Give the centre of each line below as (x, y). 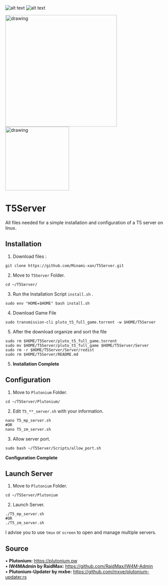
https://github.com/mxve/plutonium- (111, 572)
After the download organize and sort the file (60, 331)
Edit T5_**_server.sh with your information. (58, 411)
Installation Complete (36, 364)
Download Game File (34, 313)
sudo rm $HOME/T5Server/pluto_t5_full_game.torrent (61, 341)
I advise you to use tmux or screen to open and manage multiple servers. (81, 532)
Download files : (30, 256)
